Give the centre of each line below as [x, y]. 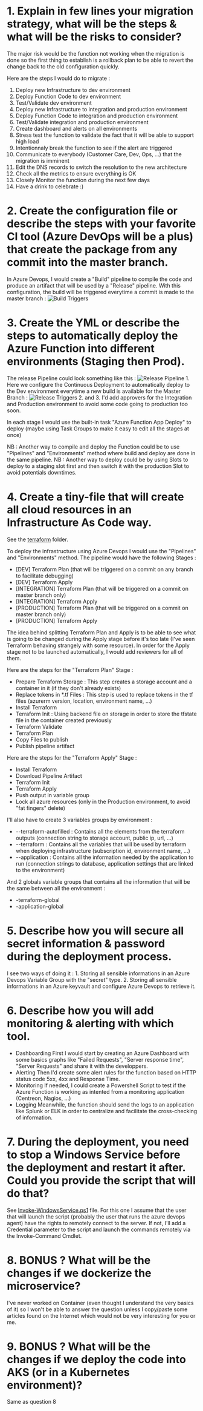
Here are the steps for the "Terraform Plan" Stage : [70, 669]
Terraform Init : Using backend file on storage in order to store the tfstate [106, 714]
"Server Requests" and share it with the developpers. [82, 1066]
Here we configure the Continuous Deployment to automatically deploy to [98, 384]
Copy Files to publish [42, 739]
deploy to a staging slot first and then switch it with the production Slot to [98, 466]
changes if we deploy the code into [96, 1359]
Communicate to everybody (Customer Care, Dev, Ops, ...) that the [98, 154]
